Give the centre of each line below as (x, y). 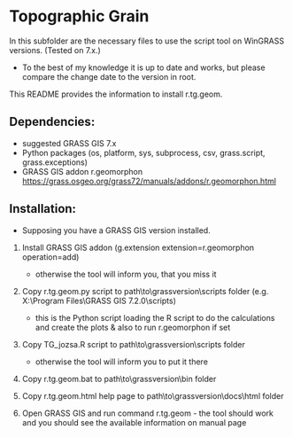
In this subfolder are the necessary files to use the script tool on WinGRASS (147, 41)
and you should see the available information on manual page (134, 422)
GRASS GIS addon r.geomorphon (82, 171)
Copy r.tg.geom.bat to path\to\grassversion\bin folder (119, 378)
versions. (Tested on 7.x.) (55, 50)
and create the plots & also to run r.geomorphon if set (133, 327)
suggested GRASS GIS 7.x (69, 143)
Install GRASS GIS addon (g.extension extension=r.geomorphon (138, 247)
